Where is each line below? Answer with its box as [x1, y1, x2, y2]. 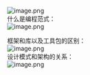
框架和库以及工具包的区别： [7, 36, 86, 45]
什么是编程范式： [7, 14, 56, 23]
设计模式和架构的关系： [7, 52, 74, 61]
